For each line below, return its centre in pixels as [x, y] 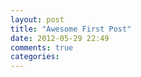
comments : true [42, 47]
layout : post [37, 19]
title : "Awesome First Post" [71, 29]
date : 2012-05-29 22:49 [60, 38]
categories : [35, 57]
